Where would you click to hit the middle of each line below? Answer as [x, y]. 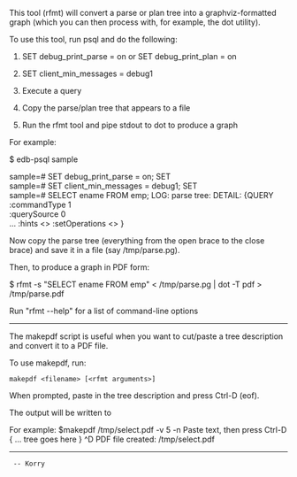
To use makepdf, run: [48, 363]
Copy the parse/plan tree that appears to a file [106, 108]
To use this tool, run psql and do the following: [94, 39]
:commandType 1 [41, 204]
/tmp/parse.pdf [37, 294]
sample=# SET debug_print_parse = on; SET [90, 177]
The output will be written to [61, 412]
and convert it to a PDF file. [59, 346]
